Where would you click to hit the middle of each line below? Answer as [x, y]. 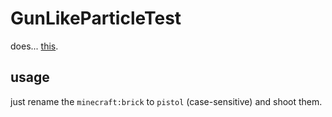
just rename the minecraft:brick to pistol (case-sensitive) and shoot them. [166, 101]
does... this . [34, 46]
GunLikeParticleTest [96, 18]
